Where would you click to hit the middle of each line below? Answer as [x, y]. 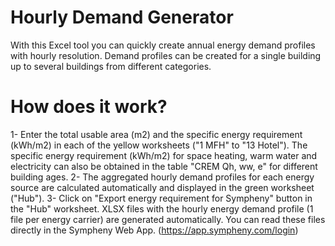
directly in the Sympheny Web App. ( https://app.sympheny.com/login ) [154, 230]
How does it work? [89, 107]
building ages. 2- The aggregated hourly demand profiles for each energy [162, 177]
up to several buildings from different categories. [111, 66]
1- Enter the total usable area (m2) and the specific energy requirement [156, 134]
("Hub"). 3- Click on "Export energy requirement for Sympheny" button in [161, 198]
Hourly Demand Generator [122, 17]
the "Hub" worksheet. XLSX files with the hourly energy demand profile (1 [162, 208]
